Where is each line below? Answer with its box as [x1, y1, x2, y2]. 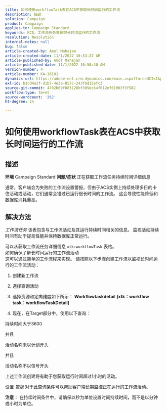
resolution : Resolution [5, 35, 54, 40]
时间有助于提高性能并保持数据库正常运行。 [5, 233, 92, 239]
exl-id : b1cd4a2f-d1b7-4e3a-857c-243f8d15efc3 [5, 81, 103, 86]
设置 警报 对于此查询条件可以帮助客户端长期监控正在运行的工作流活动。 [5, 384, 151, 390]
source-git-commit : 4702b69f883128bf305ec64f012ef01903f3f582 [5, 85, 136, 91]
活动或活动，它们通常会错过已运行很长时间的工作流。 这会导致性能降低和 [9, 191, 158, 197]
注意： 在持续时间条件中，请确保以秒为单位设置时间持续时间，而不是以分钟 [5, 394, 158, 400]
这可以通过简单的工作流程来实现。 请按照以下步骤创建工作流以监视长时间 [5, 256, 154, 262]
